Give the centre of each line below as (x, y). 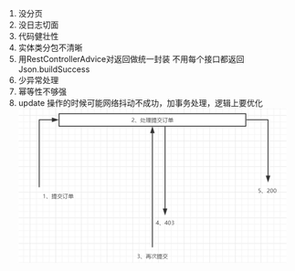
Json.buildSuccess (54, 69)
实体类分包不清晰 (50, 47)
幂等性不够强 (42, 91)
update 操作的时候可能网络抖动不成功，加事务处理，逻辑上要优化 (140, 103)
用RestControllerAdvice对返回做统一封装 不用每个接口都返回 (131, 59)
